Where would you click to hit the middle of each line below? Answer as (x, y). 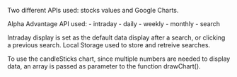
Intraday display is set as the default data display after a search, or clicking (116, 37)
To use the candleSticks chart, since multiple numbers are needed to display (119, 59)
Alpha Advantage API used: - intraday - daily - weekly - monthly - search (114, 24)
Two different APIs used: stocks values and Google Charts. (93, 10)
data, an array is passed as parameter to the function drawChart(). (104, 66)
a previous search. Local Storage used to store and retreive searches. (109, 45)
